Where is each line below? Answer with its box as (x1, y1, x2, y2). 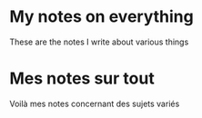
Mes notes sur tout (9, 68, 155, 89)
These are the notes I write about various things (9, 36, 189, 47)
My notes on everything (9, 6, 194, 27)
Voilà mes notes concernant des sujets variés (9, 98, 180, 109)
